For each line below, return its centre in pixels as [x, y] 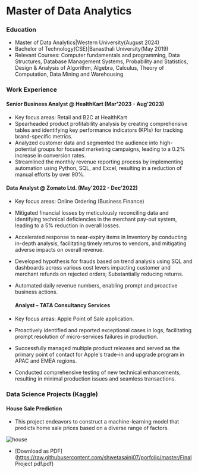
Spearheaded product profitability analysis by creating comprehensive [101, 123]
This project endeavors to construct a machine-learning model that [97, 422]
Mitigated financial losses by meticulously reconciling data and [92, 212]
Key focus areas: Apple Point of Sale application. [74, 319]
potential [26, 149]
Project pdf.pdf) [34, 464]
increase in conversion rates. [50, 155]
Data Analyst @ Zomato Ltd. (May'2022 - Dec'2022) [72, 188]
